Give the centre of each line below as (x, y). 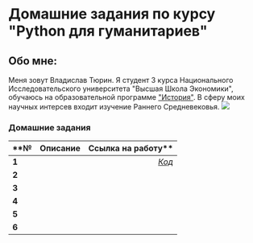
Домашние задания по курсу (112, 14)
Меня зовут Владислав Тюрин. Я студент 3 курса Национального (121, 80)
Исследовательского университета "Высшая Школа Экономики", (121, 89)
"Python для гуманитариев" (108, 31)
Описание (60, 148)
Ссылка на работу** (131, 148)
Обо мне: (33, 61)
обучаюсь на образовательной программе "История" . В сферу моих (127, 97)
